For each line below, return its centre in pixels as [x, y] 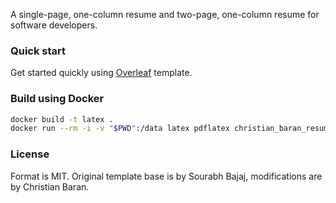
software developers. [54, 25]
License [30, 154]
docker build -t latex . [62, 119]
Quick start [38, 51]
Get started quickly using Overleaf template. [101, 73]
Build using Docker [57, 99]
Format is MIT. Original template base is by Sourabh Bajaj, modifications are [166, 176]
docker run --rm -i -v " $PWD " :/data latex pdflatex [120, 129]
